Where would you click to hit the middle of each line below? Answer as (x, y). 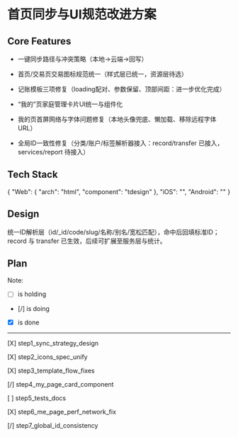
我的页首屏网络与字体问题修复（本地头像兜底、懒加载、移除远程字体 (117, 119)
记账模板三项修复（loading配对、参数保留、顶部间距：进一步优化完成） (121, 89)
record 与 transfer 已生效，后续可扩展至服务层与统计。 (87, 241)
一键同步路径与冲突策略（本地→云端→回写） (83, 59)
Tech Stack (33, 175)
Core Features (39, 41)
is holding (32, 294)
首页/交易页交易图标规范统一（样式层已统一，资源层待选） (102, 74)
